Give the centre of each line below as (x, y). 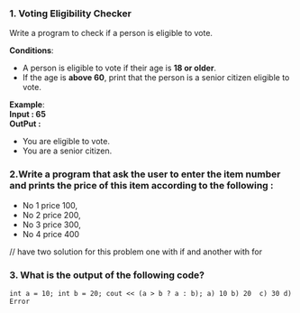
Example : (27, 105)
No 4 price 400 (50, 234)
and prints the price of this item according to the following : (141, 186)
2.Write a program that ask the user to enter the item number (145, 174)
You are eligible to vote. (66, 142)
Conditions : (32, 51)
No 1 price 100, (50, 205)
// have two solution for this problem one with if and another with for (136, 252)
